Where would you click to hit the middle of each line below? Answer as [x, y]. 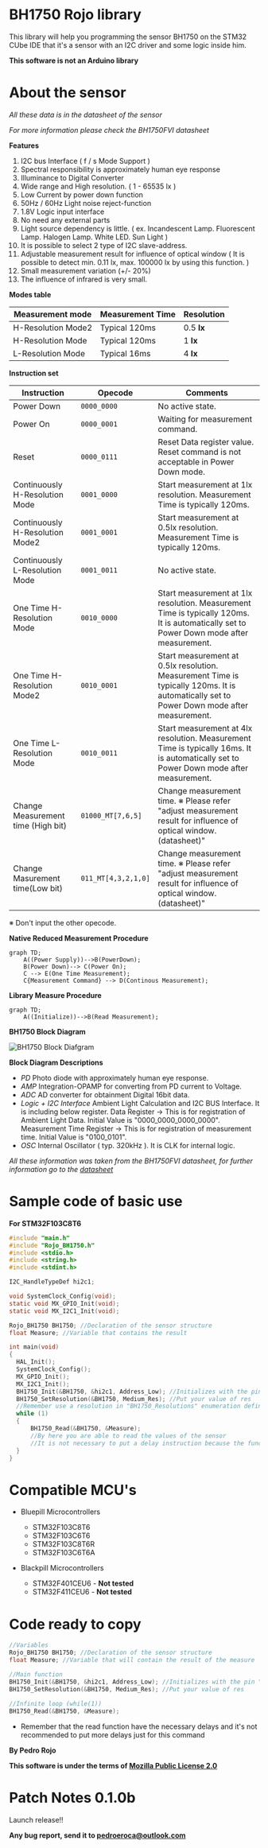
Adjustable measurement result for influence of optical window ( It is [132, 254]
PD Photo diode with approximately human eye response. [115, 1077]
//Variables [29, 1645]
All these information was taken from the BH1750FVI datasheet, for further [131, 1161]
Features [24, 146]
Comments [207, 393]
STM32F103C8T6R [63, 1544]
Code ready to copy [75, 1624]
